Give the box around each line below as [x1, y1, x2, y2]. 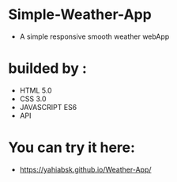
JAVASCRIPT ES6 [19, 102, 77, 112]
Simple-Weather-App [8, 6, 152, 24]
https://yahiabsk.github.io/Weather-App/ [19, 165, 152, 174]
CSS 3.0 [19, 93, 47, 104]
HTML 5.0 [19, 85, 53, 95]
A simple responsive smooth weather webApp [19, 32, 170, 41]
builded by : [8, 59, 87, 78]
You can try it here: [8, 138, 136, 157]
